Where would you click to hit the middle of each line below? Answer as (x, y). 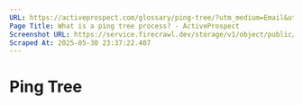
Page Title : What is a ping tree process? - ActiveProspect (125, 26)
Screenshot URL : (40, 34)
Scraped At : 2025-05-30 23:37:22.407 (80, 43)
